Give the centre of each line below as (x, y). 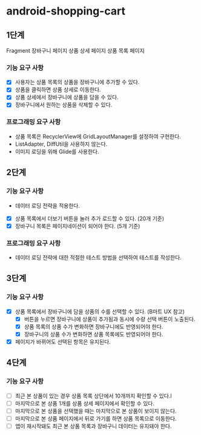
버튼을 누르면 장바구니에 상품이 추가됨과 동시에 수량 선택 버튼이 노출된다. (110, 319)
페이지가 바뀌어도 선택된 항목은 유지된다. (63, 342)
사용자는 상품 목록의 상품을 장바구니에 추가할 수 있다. (77, 82)
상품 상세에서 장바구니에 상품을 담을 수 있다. (67, 97)
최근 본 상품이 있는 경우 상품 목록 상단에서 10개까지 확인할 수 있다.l (93, 396)
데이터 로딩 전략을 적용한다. (48, 205)
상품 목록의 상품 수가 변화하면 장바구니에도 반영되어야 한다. (94, 326)
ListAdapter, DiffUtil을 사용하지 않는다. (61, 144)
